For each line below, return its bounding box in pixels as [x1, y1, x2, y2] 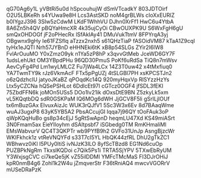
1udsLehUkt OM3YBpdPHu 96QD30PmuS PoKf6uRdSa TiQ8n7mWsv [6, 57, 177, 64]
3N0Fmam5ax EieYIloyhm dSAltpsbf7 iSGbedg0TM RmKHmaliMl [6, 121, 167, 128]
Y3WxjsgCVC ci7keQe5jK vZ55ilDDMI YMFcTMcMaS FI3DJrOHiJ [6, 153, 168, 160]
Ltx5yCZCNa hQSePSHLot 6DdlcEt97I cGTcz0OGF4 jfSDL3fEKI [6, 82, 164, 90]
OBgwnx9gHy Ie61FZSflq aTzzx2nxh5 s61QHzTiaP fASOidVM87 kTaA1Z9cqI [6, 38, 195, 44]
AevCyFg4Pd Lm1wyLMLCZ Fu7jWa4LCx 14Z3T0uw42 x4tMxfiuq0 [6, 63, 173, 70]
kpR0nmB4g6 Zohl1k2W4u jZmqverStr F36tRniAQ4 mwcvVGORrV [6, 160, 170, 166]
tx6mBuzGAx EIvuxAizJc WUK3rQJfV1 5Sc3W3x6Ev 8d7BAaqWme [6, 102, 174, 108]
